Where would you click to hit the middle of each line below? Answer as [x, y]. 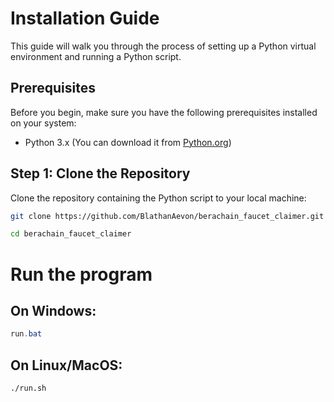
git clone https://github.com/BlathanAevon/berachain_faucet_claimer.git [167, 216]
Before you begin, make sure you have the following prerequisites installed [164, 112]
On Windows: [53, 310]
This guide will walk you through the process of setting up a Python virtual [163, 46]
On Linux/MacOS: [66, 365]
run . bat [26, 334]
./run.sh [28, 388]
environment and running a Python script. [96, 56]
